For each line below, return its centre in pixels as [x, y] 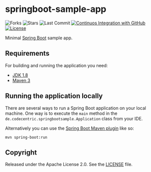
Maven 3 [21, 80]
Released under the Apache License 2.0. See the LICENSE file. [69, 165]
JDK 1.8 [20, 75]
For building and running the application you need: [56, 65]
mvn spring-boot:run [26, 137]
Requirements [27, 53]
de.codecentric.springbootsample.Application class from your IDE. [74, 118]
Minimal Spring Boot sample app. [39, 38]
